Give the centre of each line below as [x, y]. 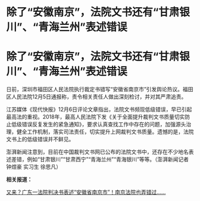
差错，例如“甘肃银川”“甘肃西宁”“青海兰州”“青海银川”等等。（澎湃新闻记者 [100, 159]
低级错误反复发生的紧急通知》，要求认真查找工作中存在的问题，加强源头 [99, 124]
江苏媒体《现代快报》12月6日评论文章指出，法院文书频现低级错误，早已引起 [99, 109]
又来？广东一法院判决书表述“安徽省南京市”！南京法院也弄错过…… [86, 192]
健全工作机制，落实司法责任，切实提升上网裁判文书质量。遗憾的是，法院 [105, 132]
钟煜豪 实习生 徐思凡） [34, 167]
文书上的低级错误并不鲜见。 [40, 139]
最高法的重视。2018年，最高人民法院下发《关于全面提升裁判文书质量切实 [96, 117]
